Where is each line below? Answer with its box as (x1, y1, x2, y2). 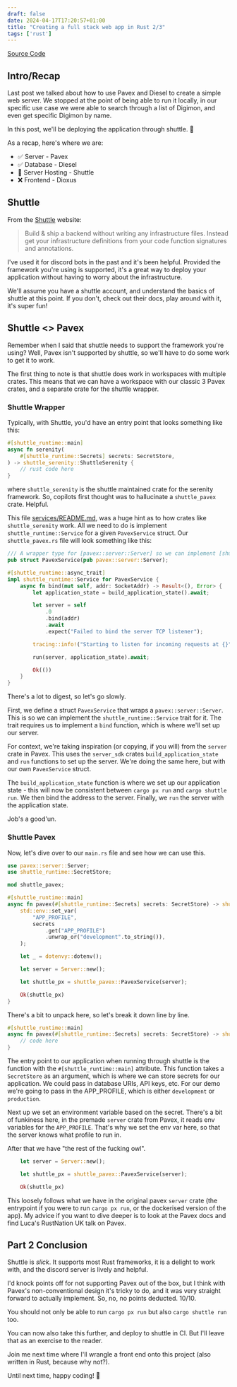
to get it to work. (7, 356, 55, 364)
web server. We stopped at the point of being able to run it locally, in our (7, 96, 217, 105)
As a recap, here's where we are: (7, 139, 104, 147)
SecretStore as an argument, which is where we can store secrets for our (7, 1072, 220, 1080)
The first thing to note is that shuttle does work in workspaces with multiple (7, 369, 226, 378)
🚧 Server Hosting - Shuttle (17, 168, 95, 177)
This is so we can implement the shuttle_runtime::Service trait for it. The (7, 713, 222, 722)
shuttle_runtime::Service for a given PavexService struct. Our (7, 529, 189, 537)
